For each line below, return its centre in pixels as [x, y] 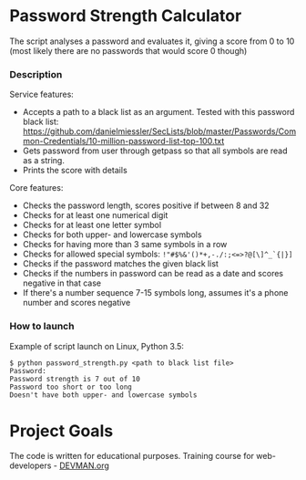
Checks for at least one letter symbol [92, 225]
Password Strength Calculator [126, 16]
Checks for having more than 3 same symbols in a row [125, 245]
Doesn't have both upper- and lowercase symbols [103, 395]
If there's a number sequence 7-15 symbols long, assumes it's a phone [155, 293]
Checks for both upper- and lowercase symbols [112, 235]
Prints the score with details [75, 171]
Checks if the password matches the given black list [120, 264]
